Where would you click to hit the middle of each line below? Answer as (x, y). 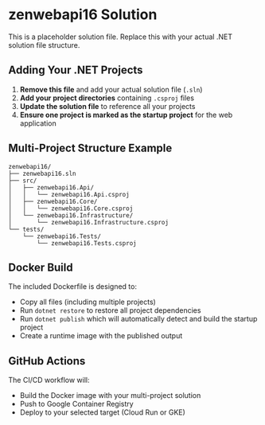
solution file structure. (44, 45)
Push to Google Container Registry (76, 404)
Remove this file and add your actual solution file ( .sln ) (111, 89)
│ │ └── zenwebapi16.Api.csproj (69, 194)
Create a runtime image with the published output (101, 336)
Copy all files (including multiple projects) (88, 302)
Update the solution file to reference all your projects (107, 106)
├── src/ (23, 181)
